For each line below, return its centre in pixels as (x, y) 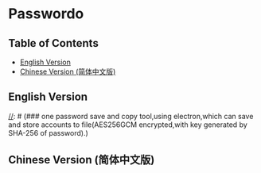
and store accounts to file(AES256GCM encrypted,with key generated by (128, 125)
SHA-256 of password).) (49, 133)
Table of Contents (54, 43)
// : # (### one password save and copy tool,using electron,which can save (131, 116)
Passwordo (46, 14)
